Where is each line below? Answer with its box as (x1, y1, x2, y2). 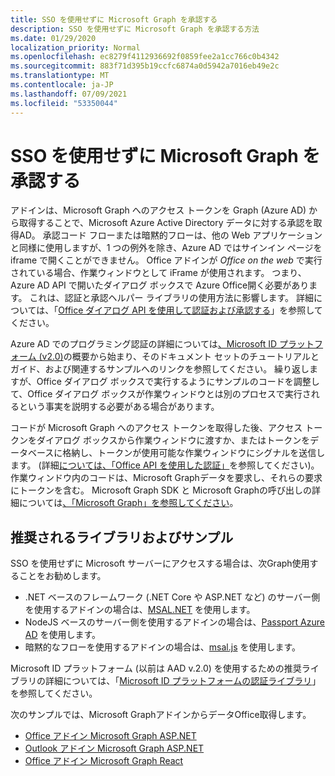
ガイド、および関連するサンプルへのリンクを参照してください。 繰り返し (10, 363, 310, 375)
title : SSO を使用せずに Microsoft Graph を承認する (10, 14, 218, 25)
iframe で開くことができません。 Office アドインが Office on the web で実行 (10, 254, 323, 266)
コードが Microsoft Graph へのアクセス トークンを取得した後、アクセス (10, 422, 303, 434)
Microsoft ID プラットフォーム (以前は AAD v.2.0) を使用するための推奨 (10, 662, 302, 675)
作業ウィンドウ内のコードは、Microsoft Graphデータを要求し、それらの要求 (10, 472, 323, 484)
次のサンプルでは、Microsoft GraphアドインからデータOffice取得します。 (10, 709, 312, 721)
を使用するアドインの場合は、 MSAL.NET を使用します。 (24, 604, 256, 616)
